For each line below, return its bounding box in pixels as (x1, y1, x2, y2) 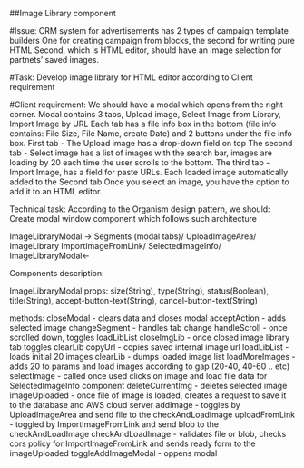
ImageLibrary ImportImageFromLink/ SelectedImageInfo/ (9, 241, 222, 251)
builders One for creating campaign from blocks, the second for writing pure (9, 35, 295, 45)
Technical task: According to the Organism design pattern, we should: (9, 204, 270, 214)
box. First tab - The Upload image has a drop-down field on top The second (9, 138, 293, 148)
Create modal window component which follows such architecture (9, 214, 257, 224)
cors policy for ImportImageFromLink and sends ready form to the (9, 438, 256, 449)
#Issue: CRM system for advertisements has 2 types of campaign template (9, 25, 289, 35)
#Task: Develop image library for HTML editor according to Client (9, 72, 254, 83)
